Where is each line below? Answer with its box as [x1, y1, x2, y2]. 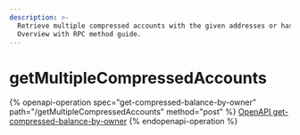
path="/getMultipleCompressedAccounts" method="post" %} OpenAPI [9, 107, 271, 117]
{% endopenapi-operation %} [129, 116, 238, 127]
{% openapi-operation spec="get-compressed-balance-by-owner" [9, 97, 257, 107]
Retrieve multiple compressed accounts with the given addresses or [17, 21, 278, 30]
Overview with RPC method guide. [17, 29, 142, 38]
